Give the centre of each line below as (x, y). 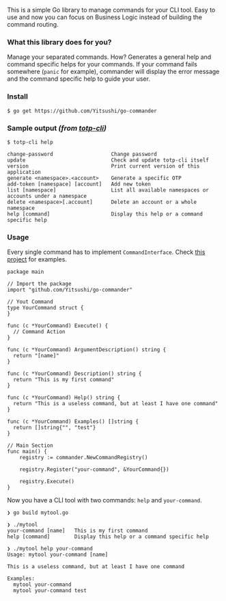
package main (26, 272)
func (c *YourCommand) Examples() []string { (73, 422)
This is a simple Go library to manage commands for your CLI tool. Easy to (111, 10)
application (24, 172)
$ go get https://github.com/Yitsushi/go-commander (82, 111)
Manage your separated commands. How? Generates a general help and (109, 57)
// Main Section (30, 446)
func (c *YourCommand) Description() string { (74, 374)
